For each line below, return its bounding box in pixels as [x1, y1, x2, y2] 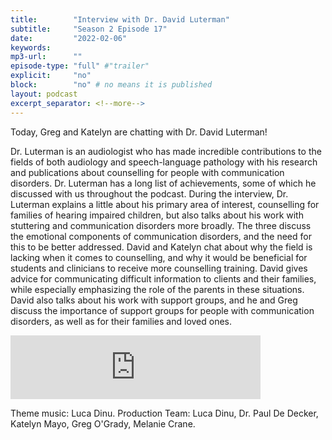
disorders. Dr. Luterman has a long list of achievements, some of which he [10, 177, 317, 189]
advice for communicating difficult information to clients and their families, [10, 272, 317, 285]
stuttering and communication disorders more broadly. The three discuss [10, 219, 312, 231]
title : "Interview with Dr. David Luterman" [10, 14, 230, 25]
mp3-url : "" [10, 52, 83, 62]
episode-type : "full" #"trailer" [10, 61, 150, 71]
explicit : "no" [10, 71, 92, 81]
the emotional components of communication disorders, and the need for [10, 230, 312, 242]
